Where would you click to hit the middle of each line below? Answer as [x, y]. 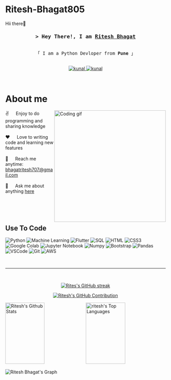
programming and [24, 121]
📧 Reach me [21, 159]
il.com [12, 175]
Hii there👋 [16, 23]
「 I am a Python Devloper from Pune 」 [85, 54]
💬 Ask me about [25, 186]
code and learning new [29, 143]
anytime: [15, 164]
